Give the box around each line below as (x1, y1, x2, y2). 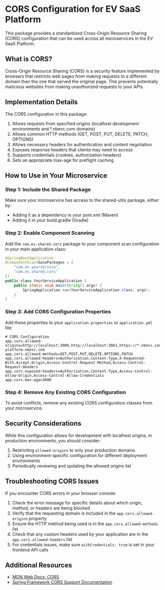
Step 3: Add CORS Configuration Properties (5, 309, 111, 315)
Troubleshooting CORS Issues (5, 477, 99, 486)
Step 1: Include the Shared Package (5, 186, 91, 193)
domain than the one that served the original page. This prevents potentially (5, 78, 159, 84)
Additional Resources (5, 561, 72, 569)
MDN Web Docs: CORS (12, 574, 59, 580)
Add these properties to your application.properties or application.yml (5, 319, 153, 325)
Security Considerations (5, 419, 82, 428)
